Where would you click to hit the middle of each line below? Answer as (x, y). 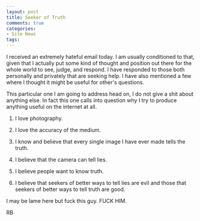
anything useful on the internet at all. (52, 107)
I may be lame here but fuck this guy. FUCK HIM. (67, 201)
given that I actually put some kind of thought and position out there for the (99, 63)
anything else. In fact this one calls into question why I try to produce (92, 100)
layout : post (23, 12)
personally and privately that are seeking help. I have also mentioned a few (99, 76)
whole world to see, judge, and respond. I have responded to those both (95, 69)
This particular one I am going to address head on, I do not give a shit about (100, 94)
